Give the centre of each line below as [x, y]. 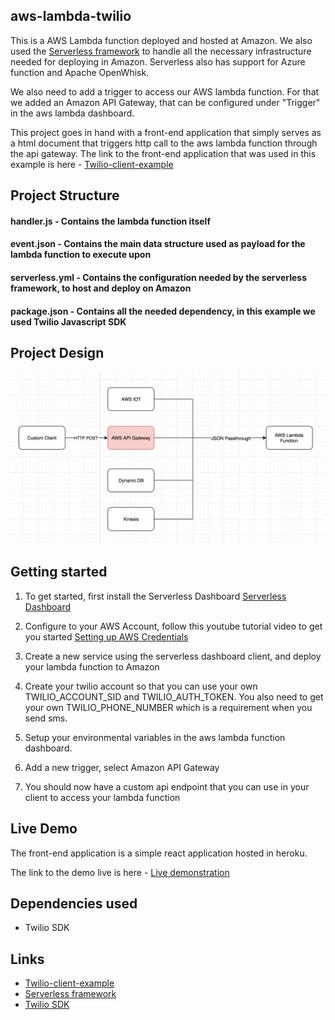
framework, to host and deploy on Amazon [101, 288]
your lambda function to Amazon [92, 666]
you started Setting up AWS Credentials [106, 636]
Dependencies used [74, 904]
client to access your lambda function [102, 797]
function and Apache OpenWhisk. [80, 72]
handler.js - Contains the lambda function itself [110, 221]
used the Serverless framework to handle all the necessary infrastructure [161, 51]
